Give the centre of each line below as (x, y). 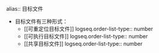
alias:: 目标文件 (25, 9)
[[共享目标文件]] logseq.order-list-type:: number (83, 44)
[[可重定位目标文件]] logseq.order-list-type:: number (88, 29)
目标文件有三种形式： (41, 21)
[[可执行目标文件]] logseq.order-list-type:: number (86, 36)
